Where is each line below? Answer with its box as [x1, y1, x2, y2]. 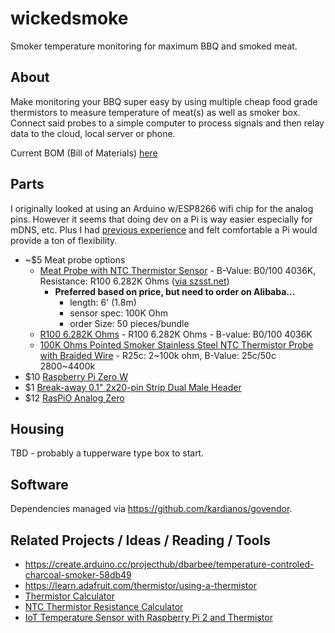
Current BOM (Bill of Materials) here [10, 147, 158, 159]
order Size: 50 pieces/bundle [69, 317, 190, 329]
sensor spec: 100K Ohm [69, 307, 169, 319]
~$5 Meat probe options [24, 253, 126, 266]
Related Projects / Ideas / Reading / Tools [10, 532, 271, 549]
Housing [10, 420, 65, 437]
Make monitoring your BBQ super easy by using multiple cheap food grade [10, 95, 318, 107]
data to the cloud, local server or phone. [10, 127, 176, 139]
